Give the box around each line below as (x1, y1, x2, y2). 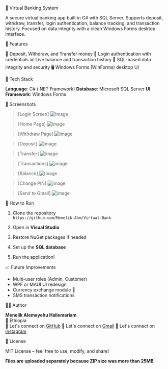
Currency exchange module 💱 (12, 287, 75, 293)
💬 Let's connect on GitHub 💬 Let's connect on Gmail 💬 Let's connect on (5, 323, 155, 329)
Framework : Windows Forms (5, 91, 67, 97)
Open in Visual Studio (12, 225, 60, 230)
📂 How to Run (5, 200, 34, 206)
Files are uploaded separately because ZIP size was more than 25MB (5, 358, 154, 364)
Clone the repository (12, 210, 56, 216)
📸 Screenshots (5, 101, 36, 107)
